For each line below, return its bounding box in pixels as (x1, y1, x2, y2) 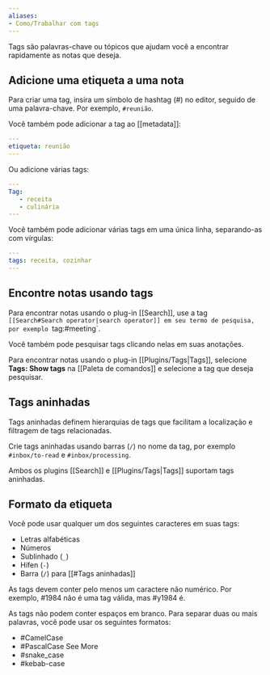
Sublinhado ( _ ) (19, 551, 70, 562)
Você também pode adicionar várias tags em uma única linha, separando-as (8, 225, 263, 234)
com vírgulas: (8, 234, 54, 243)
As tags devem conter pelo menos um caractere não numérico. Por (8, 584, 232, 594)
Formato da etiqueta (8, 497, 113, 511)
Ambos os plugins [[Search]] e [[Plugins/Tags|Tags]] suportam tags (8, 466, 234, 475)
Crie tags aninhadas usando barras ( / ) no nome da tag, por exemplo (8, 441, 236, 451)
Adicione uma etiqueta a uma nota (8, 74, 184, 87)
